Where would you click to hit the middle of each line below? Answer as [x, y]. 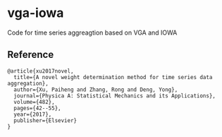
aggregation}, [28, 83]
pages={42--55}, [37, 108]
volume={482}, [34, 102]
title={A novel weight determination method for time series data [113, 77]
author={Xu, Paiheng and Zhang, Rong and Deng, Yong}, [96, 90]
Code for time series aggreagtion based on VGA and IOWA [92, 32]
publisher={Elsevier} [45, 120]
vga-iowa [36, 13]
